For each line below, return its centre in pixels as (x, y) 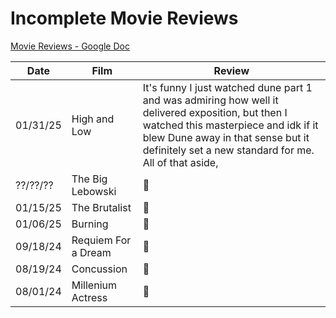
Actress (89, 297)
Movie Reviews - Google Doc (70, 46)
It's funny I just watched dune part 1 (227, 87)
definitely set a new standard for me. (228, 150)
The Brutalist (101, 207)
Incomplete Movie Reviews (124, 18)
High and (93, 119)
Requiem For (101, 240)
